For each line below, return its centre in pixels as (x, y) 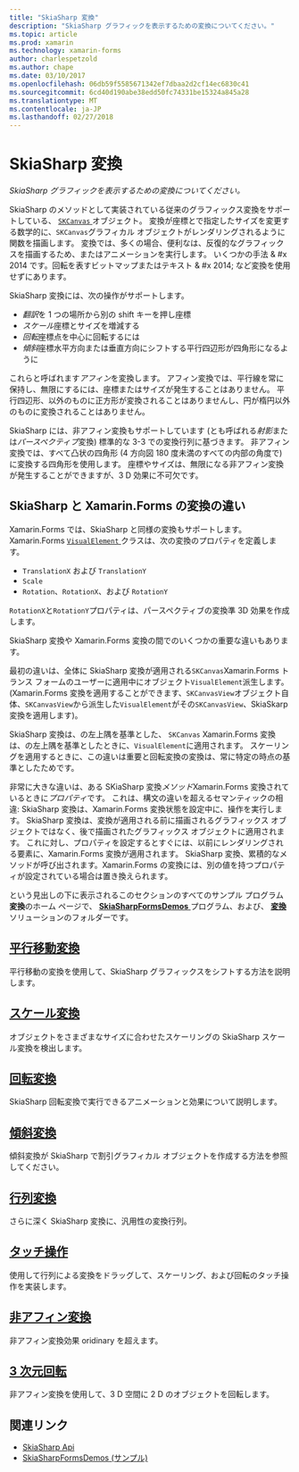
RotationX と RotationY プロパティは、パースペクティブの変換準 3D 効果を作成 (149, 610)
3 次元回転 (38, 1371)
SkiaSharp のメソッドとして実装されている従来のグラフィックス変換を (138, 210)
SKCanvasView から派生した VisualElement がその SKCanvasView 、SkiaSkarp (157, 704)
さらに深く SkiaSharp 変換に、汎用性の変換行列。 (100, 1221)
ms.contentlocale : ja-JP (55, 109)
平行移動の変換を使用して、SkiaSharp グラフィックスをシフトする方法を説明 (150, 971)
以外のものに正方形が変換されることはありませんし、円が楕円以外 (169, 401)
